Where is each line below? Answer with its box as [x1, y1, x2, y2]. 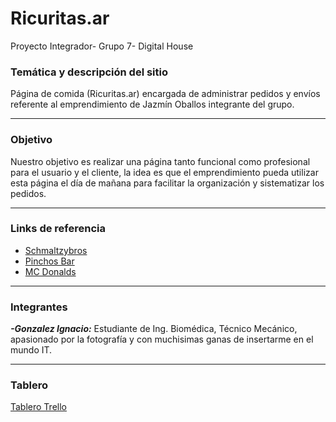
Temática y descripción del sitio [10, 65, 169, 79]
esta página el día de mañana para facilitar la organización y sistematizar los [10, 177, 325, 189]
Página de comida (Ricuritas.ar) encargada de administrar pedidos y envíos [10, 88, 321, 100]
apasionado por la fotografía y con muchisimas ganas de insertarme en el [10, 333, 314, 346]
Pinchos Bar [24, 255, 75, 267]
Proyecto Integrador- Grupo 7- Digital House [10, 40, 194, 52]
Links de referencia [10, 222, 106, 236]
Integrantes [10, 300, 68, 314]
